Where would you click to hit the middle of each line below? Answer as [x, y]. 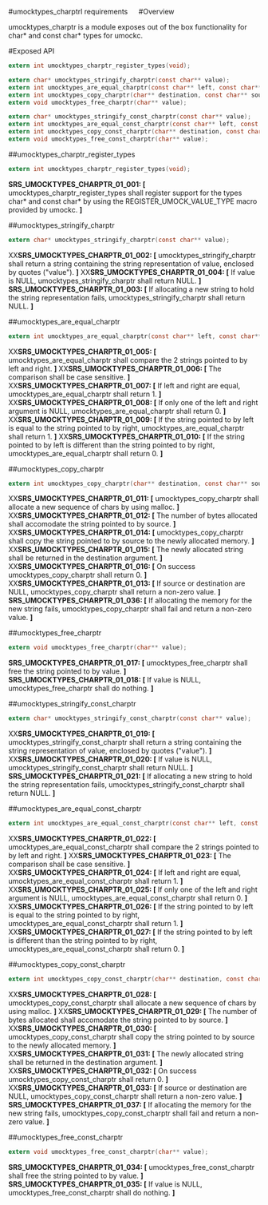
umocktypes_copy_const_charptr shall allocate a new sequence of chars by [132, 1003]
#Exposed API [32, 51]
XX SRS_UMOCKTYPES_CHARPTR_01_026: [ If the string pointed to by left [131, 907]
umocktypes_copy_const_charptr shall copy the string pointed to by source [132, 1036]
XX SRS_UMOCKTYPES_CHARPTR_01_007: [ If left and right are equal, [124, 385]
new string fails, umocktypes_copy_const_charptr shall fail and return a [125, 1113]
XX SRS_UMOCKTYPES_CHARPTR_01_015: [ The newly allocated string [126, 550]
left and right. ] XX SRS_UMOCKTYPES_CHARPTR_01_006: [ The [115, 368]
